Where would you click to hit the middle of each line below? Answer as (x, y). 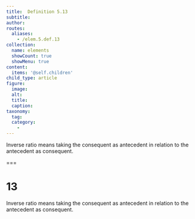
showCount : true (32, 56)
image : (20, 89)
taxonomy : (18, 111)
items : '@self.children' (42, 73)
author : (16, 23)
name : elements (30, 51)
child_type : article (32, 78)
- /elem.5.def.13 (38, 39)
